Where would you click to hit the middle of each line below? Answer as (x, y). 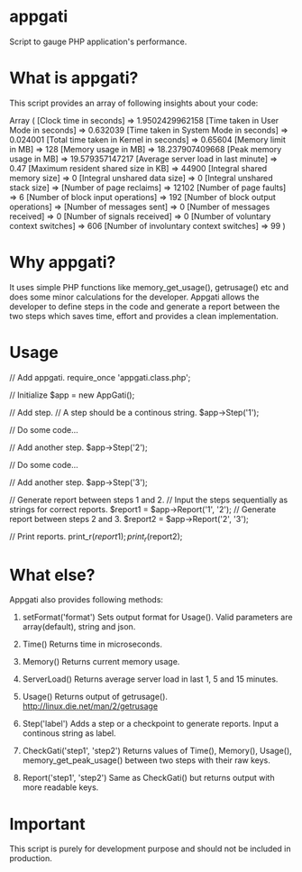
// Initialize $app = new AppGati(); (72, 395)
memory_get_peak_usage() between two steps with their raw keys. (146, 760)
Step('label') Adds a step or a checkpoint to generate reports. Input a (151, 724)
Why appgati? (63, 262)
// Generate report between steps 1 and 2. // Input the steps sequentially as (149, 500)
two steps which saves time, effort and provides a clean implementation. (144, 316)
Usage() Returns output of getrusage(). (95, 697)
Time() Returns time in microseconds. (92, 644)
